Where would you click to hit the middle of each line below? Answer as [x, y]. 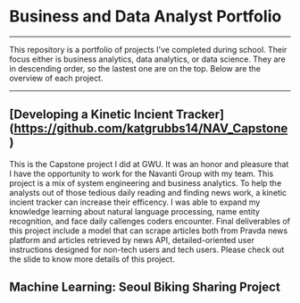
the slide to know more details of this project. [92, 259]
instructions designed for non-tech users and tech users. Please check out [147, 249]
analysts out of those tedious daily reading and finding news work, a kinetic [148, 192]
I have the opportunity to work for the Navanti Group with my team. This [142, 173]
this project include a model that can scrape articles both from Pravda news [149, 231]
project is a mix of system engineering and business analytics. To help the [146, 183]
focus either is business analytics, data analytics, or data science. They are [147, 59]
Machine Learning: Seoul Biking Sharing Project [145, 287]
